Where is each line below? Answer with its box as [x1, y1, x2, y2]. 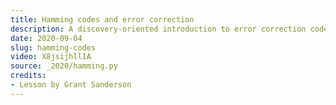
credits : [10, 71, 47, 81]
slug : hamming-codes [10, 42, 97, 53]
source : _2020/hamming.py [10, 61, 118, 71]
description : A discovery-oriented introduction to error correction [10, 24, 307, 34]
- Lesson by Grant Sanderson [10, 80, 132, 90]
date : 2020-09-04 [10, 33, 83, 43]
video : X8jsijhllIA [10, 52, 92, 62]
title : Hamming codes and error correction [10, 14, 195, 25]
